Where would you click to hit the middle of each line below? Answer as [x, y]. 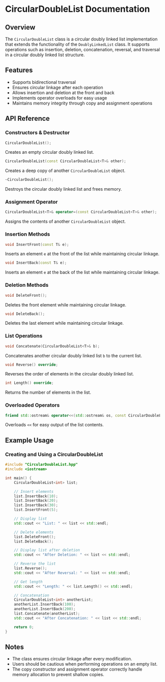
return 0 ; [24, 627]
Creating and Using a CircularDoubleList [54, 454]
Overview [20, 27]
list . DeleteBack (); [34, 541]
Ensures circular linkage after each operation [57, 87]
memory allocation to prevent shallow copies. [58, 675]
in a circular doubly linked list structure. [45, 55]
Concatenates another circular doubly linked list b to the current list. [74, 355]
